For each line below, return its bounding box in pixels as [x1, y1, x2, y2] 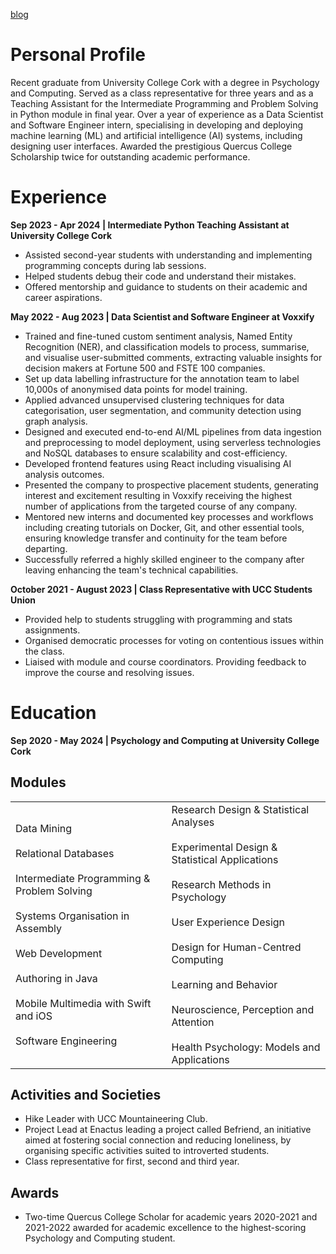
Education [10, 702, 97, 724]
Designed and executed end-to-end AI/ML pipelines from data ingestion [24, 425, 322, 438]
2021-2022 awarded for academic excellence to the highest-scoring [24, 1222, 307, 1234]
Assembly [15, 921, 63, 935]
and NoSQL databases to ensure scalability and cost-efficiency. [24, 447, 288, 459]
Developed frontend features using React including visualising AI [24, 457, 292, 469]
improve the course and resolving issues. [24, 666, 195, 678]
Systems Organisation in [15, 909, 130, 923]
